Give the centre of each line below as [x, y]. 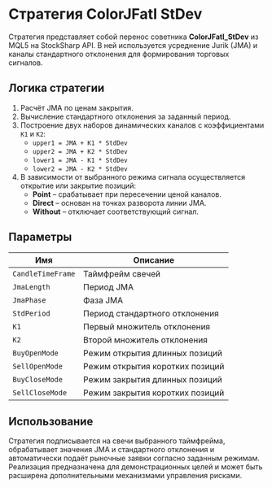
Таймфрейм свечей [122, 273]
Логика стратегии [57, 88]
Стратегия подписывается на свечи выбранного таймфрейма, [117, 441]
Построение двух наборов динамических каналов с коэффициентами [142, 125]
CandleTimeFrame [44, 274]
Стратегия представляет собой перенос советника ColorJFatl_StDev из [134, 37]
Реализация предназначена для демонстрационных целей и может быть [136, 467]
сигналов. [26, 63]
